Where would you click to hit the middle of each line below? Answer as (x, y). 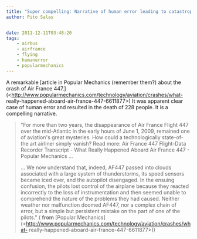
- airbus (27, 44)
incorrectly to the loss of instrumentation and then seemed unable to (103, 192)
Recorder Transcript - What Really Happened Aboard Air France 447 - (105, 150)
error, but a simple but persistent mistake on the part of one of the (100, 211)
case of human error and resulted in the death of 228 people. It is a (87, 107)
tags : (13, 38)
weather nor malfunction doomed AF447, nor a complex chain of (98, 205)
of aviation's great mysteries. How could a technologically (91, 137)
